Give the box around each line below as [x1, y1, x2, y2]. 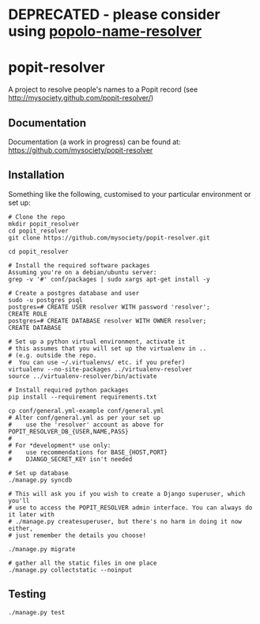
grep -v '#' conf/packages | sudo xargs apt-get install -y [8, 275, 211, 283]
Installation [8, 168, 65, 182]
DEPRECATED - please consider [8, 6, 220, 24]
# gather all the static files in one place [8, 559, 157, 567]
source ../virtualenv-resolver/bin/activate [8, 372, 157, 380]
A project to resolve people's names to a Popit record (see [8, 85, 198, 94]
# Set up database [8, 469, 69, 477]
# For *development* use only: [8, 441, 111, 449]
